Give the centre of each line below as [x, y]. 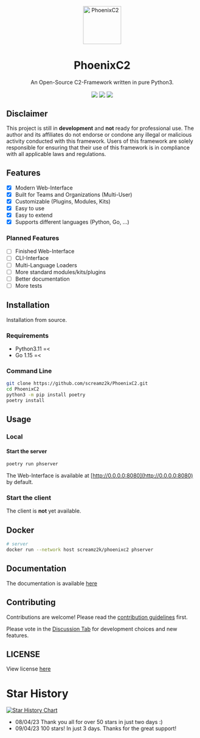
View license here [29, 669]
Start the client [29, 498]
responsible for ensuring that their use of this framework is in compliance [98, 147]
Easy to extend [34, 215]
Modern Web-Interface [44, 188]
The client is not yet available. [44, 511]
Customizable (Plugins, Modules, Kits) [63, 201]
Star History [37, 693]
